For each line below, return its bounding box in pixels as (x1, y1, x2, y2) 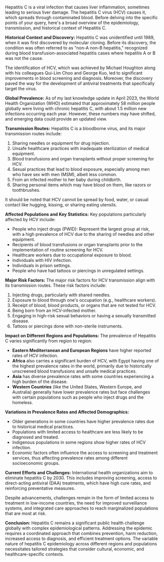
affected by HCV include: (5, 217, 56, 222)
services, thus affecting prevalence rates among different (12, 455, 128, 460)
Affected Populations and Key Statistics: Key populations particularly (5, 211, 146, 217)
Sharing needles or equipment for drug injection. (12, 140, 110, 146)
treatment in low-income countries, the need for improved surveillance (5, 500, 147, 506)
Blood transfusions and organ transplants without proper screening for (12, 156, 154, 161)
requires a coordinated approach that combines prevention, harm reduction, (5, 531, 158, 536)
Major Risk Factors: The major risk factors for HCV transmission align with (5, 277, 155, 283)
